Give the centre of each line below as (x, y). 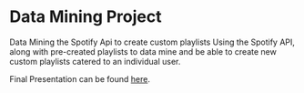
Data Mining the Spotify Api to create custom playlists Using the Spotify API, (152, 42)
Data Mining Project (86, 17)
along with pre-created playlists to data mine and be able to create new (143, 51)
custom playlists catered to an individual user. (95, 61)
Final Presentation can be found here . (80, 78)
